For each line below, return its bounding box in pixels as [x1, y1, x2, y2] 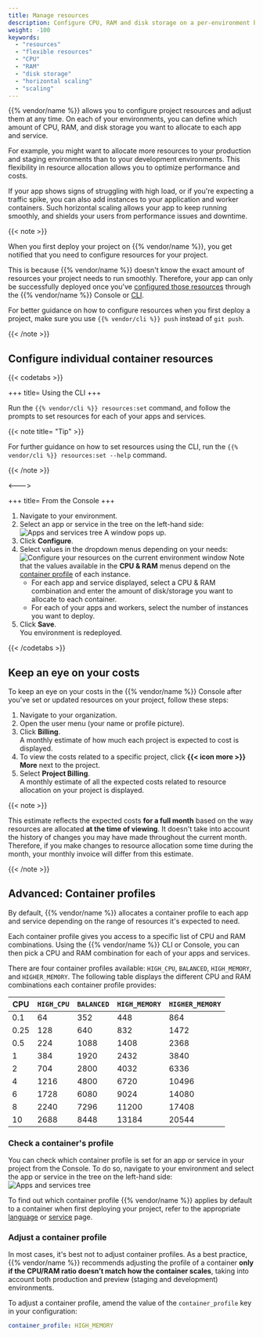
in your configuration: [8, 1306, 77, 1316]
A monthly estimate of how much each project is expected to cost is [19, 736, 240, 744]
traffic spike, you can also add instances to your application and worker [8, 195, 239, 204]
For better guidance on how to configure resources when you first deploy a [8, 305, 250, 315]
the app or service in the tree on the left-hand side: [8, 1172, 173, 1182]
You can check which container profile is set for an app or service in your [8, 1156, 245, 1165]
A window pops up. [104, 528, 167, 538]
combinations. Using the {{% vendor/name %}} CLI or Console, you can [8, 940, 240, 949]
